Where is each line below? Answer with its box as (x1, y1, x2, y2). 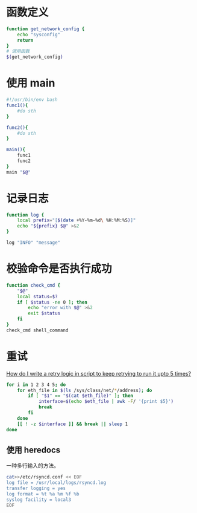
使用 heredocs (6, 445, 61, 455)
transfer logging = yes (6, 485, 66, 492)
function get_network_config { (6, 25, 85, 32)
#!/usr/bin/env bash (6, 97, 58, 103)
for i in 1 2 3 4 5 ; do (6, 382, 66, 388)
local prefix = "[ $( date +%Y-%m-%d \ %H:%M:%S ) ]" (17, 217, 136, 224)
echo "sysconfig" (17, 31, 61, 38)
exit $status (28, 310, 61, 316)
